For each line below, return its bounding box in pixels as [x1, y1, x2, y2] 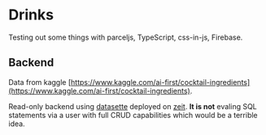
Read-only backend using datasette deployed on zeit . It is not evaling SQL [8, 101, 258, 111]
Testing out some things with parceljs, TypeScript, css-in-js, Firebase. [8, 32, 243, 42]
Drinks [8, 6, 55, 24]
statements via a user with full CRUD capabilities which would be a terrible [8, 110, 258, 120]
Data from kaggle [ [8, 77, 72, 86]
